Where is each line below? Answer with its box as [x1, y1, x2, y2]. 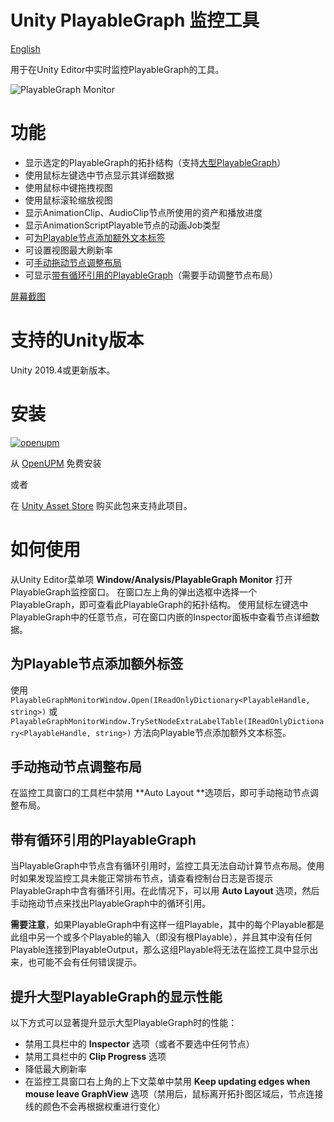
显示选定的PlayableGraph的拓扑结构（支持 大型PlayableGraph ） [24, 156, 287, 168]
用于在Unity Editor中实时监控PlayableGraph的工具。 [10, 63, 225, 75]
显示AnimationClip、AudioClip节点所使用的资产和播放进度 [24, 206, 263, 218]
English [10, 42, 41, 55]
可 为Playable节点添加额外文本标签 [24, 231, 166, 243]
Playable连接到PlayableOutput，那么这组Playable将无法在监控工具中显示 [10, 944, 310, 956]
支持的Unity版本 [10, 329, 145, 352]
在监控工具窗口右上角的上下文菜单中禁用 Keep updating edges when [24, 1075, 311, 1087]
